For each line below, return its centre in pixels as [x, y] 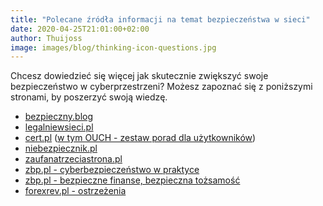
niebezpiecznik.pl [61, 148]
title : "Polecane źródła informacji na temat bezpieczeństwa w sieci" [160, 19]
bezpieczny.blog [59, 117]
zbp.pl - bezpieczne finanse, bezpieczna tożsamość [132, 180]
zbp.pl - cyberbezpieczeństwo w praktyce [112, 170]
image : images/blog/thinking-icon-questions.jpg [113, 47]
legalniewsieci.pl [59, 127]
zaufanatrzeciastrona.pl [73, 159]
